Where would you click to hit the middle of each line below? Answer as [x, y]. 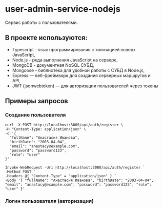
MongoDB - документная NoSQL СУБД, [53, 65]
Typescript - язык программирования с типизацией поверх [74, 49]
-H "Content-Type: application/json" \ [46, 129]
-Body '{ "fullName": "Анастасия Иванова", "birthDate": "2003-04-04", [79, 180]
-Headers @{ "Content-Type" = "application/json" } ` [61, 176]
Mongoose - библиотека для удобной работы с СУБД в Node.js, [78, 70]
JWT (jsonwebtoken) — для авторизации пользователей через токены [85, 86]
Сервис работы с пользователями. [41, 22]
